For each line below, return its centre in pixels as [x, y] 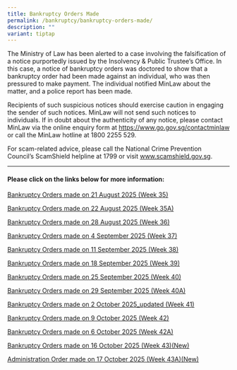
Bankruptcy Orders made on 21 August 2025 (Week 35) [88, 195]
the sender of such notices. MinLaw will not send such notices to [102, 112]
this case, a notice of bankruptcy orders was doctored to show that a [108, 69]
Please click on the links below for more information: [86, 179]
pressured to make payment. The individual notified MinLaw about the [109, 84]
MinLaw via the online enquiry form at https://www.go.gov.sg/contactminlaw [119, 127]
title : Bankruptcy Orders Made [53, 14]
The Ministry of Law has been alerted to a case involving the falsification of [117, 54]
